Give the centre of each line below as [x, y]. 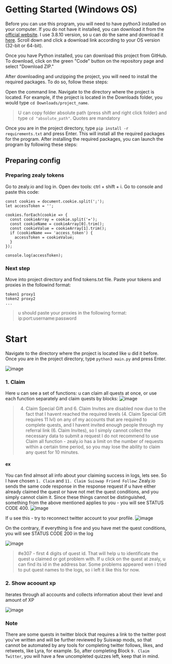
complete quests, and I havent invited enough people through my [94, 425]
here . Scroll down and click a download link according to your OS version [83, 40]
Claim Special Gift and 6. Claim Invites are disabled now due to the [96, 409]
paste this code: [22, 192]
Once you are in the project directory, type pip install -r [67, 128]
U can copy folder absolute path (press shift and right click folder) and [92, 113]
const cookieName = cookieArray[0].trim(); [57, 224]
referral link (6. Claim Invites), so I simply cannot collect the [88, 431]
